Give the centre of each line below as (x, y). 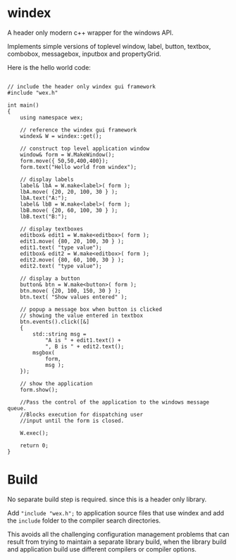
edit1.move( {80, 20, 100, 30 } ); (72, 241)
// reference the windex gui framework (79, 130)
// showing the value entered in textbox (81, 315)
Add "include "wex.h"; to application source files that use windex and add (116, 513)
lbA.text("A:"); (44, 198)
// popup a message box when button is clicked (91, 309)
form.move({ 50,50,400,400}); (64, 161)
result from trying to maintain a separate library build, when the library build (117, 542)
